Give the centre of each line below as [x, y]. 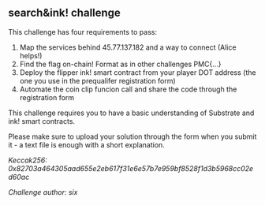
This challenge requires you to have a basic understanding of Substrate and [131, 113]
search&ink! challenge [64, 13]
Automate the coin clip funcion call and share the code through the [128, 89]
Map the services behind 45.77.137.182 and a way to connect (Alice [128, 47]
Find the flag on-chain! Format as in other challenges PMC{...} [120, 64]
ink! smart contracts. [42, 121]
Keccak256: [28, 160]
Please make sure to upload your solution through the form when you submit [132, 136]
